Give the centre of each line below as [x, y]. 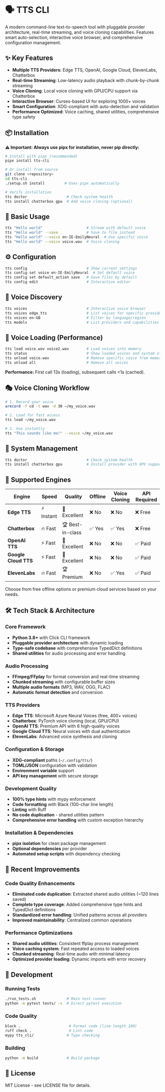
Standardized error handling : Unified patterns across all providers [80, 915]
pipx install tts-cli [27, 161]
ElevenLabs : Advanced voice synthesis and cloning [65, 737]
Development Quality [31, 788]
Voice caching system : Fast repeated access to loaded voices [76, 949]
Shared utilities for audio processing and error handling [69, 653]
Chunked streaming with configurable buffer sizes [64, 682]
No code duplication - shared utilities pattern [58, 815]
